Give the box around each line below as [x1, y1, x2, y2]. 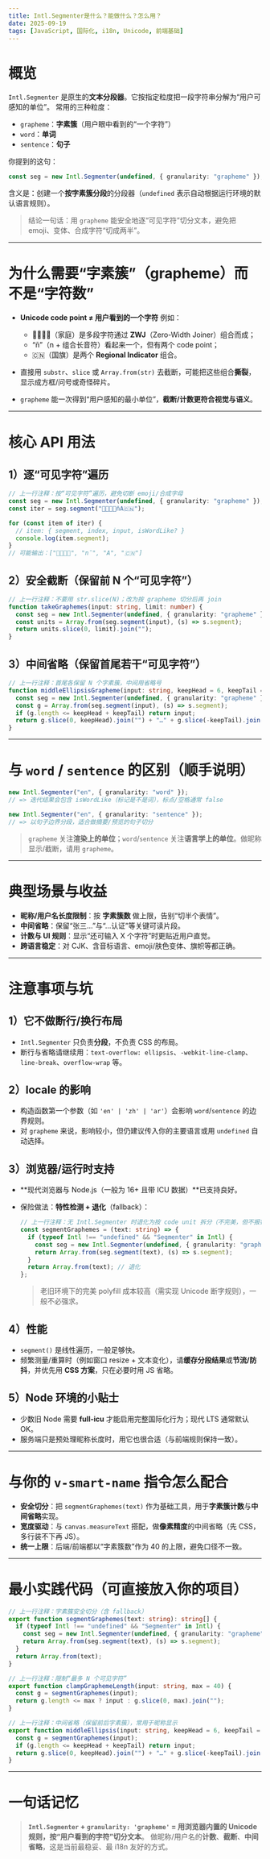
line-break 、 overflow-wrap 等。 [19, 1057, 127, 1067]
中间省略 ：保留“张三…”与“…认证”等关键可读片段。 [19, 921, 185, 930]
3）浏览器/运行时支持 [8, 1162, 115, 1175]
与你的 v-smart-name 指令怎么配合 [8, 1473, 229, 1491]
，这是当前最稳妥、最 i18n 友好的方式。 [42, 1842, 173, 1852]
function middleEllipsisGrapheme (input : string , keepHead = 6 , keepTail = [8, 686, 264, 694]
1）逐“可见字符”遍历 [8, 468, 109, 481]
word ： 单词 [19, 130, 56, 139]
